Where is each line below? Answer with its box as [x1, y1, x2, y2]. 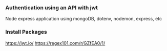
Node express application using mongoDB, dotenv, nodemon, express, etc [5, 16, 162, 22]
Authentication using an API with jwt [5, 4, 98, 11]
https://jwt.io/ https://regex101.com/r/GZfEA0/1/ [5, 40, 106, 46]
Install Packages [5, 29, 47, 36]
